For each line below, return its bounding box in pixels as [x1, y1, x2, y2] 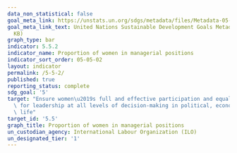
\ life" [13, 109, 37, 116]
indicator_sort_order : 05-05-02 [7, 56, 102, 63]
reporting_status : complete [7, 82, 90, 90]
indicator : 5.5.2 [7, 43, 59, 50]
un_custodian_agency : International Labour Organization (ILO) [7, 128, 197, 135]
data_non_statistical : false [7, 10, 93, 18]
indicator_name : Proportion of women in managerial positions [7, 50, 194, 57]
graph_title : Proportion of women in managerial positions [7, 121, 185, 129]
